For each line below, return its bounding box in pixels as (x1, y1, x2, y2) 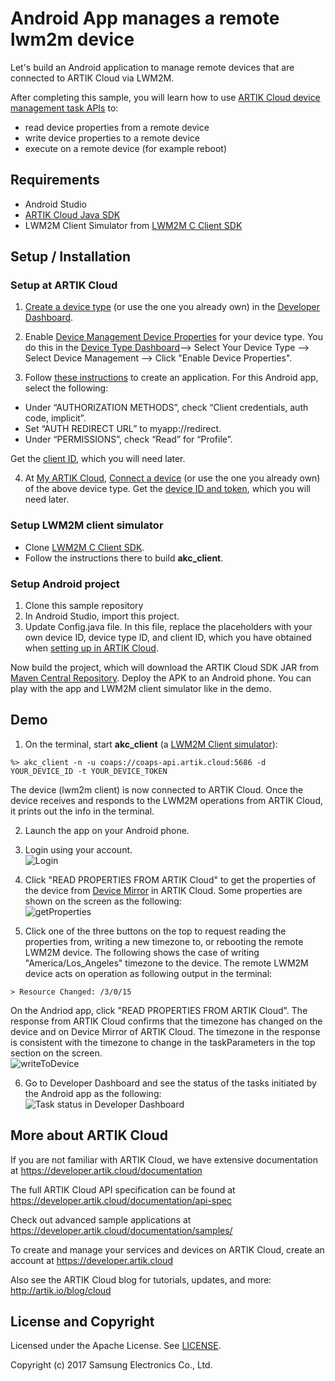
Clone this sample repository (24, 600, 144, 612)
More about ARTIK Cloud (10, 1127, 168, 1144)
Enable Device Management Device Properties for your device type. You (24, 331, 323, 343)
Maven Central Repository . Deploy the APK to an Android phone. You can (10, 672, 312, 684)
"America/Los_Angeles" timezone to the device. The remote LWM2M (24, 957, 309, 969)
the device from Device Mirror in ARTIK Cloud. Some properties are (24, 884, 303, 896)
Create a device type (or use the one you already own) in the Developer (24, 301, 320, 313)
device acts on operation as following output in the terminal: (24, 967, 273, 979)
